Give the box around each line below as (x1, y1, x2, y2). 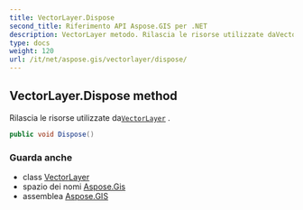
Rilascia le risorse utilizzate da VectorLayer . (9, 112, 171, 123)
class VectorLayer (22, 171, 90, 182)
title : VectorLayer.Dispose (9, 13, 115, 23)
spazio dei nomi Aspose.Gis (22, 181, 126, 192)
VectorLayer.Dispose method (9, 88, 178, 104)
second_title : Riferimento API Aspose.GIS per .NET (9, 22, 207, 31)
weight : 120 (9, 47, 54, 56)
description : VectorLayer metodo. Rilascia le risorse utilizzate (9, 30, 264, 39)
